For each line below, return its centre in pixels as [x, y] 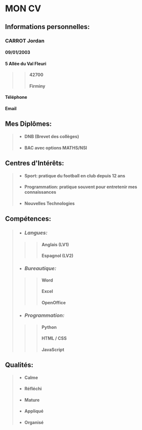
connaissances [40, 192]
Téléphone [16, 97]
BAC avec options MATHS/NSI [56, 147]
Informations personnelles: [47, 27]
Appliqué [34, 411]
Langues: [36, 233]
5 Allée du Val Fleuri [26, 63]
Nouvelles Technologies [49, 203]
